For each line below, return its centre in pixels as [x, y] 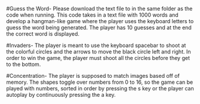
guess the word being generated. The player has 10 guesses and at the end [99, 27]
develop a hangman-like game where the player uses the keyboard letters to [100, 21]
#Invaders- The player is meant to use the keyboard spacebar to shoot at [96, 45]
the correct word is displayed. [43, 34]
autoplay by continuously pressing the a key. [61, 95]
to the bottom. [24, 64]
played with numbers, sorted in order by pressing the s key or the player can [100, 88]
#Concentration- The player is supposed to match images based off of [93, 76]
